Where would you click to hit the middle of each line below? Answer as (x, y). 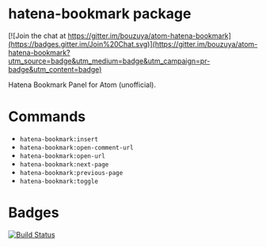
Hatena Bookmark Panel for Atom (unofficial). (82, 85)
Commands (47, 117)
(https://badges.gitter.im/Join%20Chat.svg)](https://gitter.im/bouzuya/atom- (133, 44)
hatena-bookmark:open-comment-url (76, 147)
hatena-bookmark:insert (59, 139)
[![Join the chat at (37, 36)
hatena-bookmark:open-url (62, 156)
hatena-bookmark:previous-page (71, 173)
